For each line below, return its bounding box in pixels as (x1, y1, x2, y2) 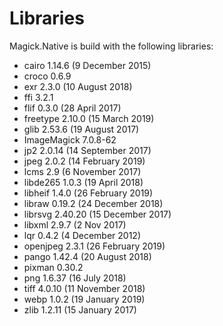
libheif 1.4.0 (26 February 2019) (23, 187, 154, 199)
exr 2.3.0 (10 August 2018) (23, 80, 133, 92)
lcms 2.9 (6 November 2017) (23, 165, 142, 177)
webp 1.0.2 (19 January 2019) (23, 293, 146, 305)
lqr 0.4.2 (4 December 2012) (23, 229, 141, 241)
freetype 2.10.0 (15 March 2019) (23, 112, 155, 124)
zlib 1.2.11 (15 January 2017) (23, 303, 137, 316)
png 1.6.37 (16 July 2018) (23, 272, 127, 284)
